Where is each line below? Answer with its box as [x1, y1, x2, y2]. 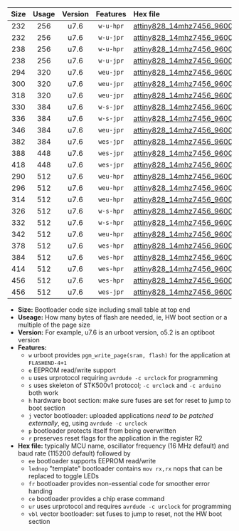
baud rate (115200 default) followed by [17, 449, 131, 458]
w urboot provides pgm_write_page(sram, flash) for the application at [28, 351, 230, 359]
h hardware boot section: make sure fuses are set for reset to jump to [28, 396, 231, 404]
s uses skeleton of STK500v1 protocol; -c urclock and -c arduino [28, 381, 222, 389]
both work [28, 389, 59, 397]
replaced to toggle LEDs [28, 472, 100, 480]
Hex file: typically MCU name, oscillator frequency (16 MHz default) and [17, 441, 230, 450]
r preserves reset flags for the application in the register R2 [28, 434, 203, 442]
